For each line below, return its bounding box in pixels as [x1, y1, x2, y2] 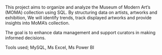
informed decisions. [5, 35, 46, 41]
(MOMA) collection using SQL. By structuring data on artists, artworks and [5, 9, 158, 15]
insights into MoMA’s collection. [5, 20, 70, 26]
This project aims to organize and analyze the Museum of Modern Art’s [5, 4, 151, 10]
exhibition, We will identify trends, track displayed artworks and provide [5, 15, 152, 20]
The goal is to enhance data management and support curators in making [5, 30, 156, 35]
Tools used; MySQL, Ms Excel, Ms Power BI [5, 45, 94, 50]
